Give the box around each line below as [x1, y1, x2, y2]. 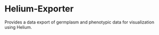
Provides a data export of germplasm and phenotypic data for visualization [4, 19, 154, 25]
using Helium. [4, 24, 32, 30]
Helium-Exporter [4, 3, 74, 14]
